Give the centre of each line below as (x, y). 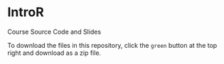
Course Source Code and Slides (54, 32)
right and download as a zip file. (54, 53)
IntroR (26, 12)
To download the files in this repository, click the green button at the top (112, 45)
